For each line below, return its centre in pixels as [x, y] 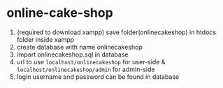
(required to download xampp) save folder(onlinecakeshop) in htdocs [116, 32]
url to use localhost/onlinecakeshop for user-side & [91, 61]
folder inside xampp [45, 39]
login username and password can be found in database [98, 76]
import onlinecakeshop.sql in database [72, 54]
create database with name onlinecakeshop [79, 47]
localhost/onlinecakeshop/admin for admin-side [86, 69]
